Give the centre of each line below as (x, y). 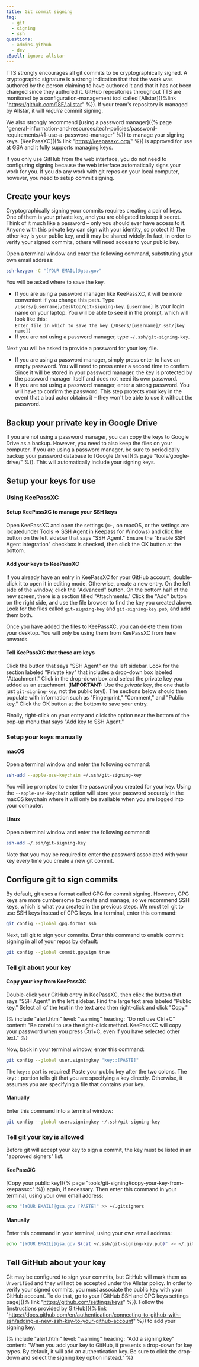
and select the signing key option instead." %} (77, 1358)
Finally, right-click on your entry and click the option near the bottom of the (98, 716)
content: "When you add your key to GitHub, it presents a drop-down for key (99, 1345)
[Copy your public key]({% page (45, 1183)
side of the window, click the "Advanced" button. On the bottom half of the (97, 590)
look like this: (31, 319)
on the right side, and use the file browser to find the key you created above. (99, 602)
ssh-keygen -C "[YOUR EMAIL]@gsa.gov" (54, 271)
